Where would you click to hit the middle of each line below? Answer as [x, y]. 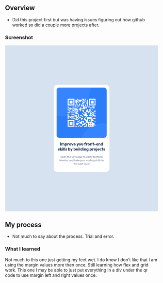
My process [23, 225]
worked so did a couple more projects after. [56, 25]
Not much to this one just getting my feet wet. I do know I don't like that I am [81, 260]
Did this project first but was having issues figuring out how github [78, 19]
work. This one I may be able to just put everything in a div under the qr [76, 270]
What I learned [23, 249]
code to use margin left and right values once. [51, 275]
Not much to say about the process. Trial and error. [63, 236]
